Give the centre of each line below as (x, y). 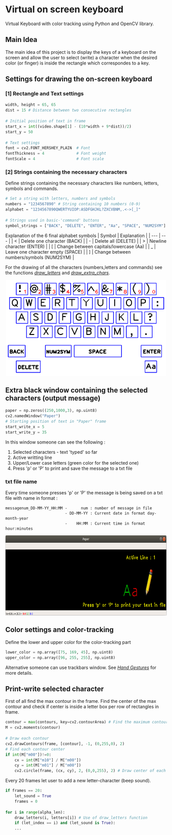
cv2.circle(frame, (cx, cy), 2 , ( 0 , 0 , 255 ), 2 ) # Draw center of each (90, 771)
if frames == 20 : (24, 791)
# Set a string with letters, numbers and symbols (60, 199)
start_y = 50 (19, 132)
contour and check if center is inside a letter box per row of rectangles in (82, 707)
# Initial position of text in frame (46, 121)
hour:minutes (19, 529)
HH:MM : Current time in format (111, 524)
